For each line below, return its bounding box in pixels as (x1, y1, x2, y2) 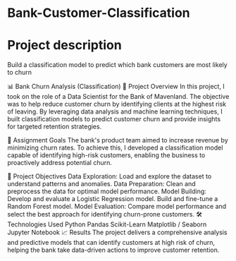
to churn (7, 68, 32, 77)
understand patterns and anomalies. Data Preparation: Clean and (7, 180, 196, 188)
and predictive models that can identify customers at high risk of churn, (7, 238, 215, 247)
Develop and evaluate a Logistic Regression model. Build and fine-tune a (7, 195, 218, 203)
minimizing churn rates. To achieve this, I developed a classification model (7, 143, 223, 152)
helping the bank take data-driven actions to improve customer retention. (7, 245, 220, 255)
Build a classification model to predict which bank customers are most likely (7, 61, 228, 69)
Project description (7, 37, 122, 54)
